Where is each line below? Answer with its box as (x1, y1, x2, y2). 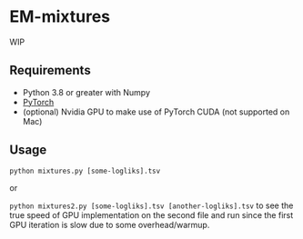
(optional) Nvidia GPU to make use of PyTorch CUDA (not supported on (22, 106, 290, 117)
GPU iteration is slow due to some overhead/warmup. (9, 219, 210, 230)
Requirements (9, 63, 91, 78)
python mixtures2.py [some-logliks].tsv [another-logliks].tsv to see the (9, 200, 294, 211)
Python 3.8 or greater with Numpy (22, 86, 151, 97)
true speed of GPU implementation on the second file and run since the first (9, 209, 294, 220)
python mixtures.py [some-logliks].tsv (9, 166, 161, 175)
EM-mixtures (9, 6, 111, 27)
